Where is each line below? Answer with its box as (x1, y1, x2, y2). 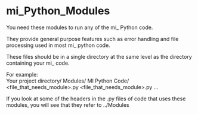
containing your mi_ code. (6, 59, 70, 66)
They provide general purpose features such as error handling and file (6, 35, 179, 42)
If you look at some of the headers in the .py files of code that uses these (6, 95, 186, 102)
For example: (6, 71, 39, 78)
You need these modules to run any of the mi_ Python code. (6, 24, 153, 31)
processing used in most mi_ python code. (6, 42, 110, 49)
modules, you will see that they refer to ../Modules (6, 101, 129, 108)
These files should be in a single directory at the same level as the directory (6, 53, 192, 60)
